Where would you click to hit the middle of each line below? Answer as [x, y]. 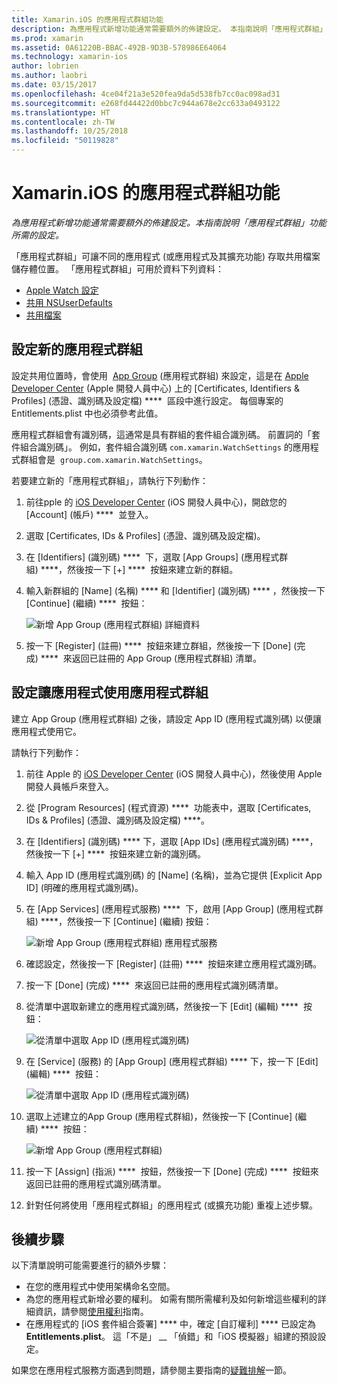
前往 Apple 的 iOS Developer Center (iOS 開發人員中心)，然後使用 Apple [174, 773]
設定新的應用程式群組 [77, 349]
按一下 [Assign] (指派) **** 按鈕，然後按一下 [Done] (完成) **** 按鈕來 [172, 1171]
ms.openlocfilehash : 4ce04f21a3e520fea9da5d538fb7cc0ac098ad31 [146, 94]
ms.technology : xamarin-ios [70, 57]
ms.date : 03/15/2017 [54, 85]
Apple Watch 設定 [62, 290]
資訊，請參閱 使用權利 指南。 [91, 1312]
